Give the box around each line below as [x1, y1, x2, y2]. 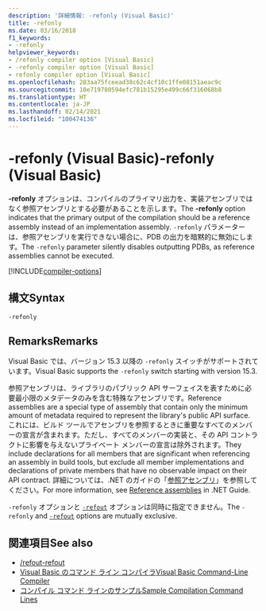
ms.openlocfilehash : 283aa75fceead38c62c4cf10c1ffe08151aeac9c [8, 78, 222, 86]
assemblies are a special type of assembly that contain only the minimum [8, 403, 249, 412]
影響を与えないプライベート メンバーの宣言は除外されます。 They [29, 440, 242, 449]
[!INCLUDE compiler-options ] [8, 266, 102, 275]
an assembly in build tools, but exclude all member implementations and [8, 457, 245, 467]
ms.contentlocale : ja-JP [8, 100, 91, 108]
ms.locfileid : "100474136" [8, 115, 98, 123]
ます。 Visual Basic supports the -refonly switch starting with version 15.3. [14, 367, 258, 376]
